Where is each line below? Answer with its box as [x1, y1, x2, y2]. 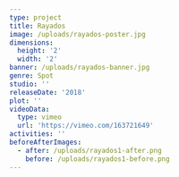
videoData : [9, 105, 50, 114]
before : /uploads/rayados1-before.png [25, 154, 170, 164]
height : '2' [17, 46, 63, 55]
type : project [9, 13, 63, 22]
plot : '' [9, 96, 42, 105]
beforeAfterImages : [9, 138, 82, 147]
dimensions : [9, 38, 54, 47]
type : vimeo [17, 113, 63, 122]
